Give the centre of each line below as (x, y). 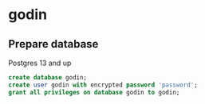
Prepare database (53, 44)
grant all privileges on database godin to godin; (94, 92)
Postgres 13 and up (40, 63)
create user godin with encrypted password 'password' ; (103, 85)
